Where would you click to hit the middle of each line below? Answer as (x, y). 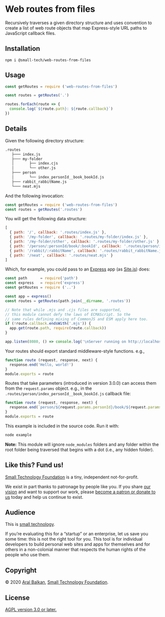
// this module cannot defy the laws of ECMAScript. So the (68, 314)
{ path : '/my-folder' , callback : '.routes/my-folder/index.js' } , (79, 237)
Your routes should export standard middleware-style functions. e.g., (75, 351)
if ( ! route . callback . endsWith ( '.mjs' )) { (48, 324)
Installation (23, 49)
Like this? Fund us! (34, 465)
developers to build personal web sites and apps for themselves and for (78, 544)
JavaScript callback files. (30, 33)
